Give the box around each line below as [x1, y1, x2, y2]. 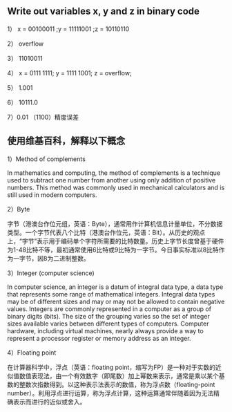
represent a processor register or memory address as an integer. [7, 334, 191, 342]
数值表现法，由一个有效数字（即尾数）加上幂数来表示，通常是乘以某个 [19, 371, 219, 380]
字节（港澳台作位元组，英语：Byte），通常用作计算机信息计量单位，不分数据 [7, 219, 223, 227]
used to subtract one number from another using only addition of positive [7, 176, 216, 184]
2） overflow [7, 39, 44, 48]
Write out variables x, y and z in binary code [7, 6, 200, 17]
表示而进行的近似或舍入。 [12, 397, 86, 406]
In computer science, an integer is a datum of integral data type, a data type [7, 283, 224, 291]
